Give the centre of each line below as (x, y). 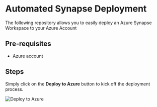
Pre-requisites (28, 44)
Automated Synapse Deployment (76, 9)
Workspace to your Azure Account (41, 28)
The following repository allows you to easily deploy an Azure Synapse (78, 23)
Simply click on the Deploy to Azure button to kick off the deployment (78, 84)
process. (14, 89)
